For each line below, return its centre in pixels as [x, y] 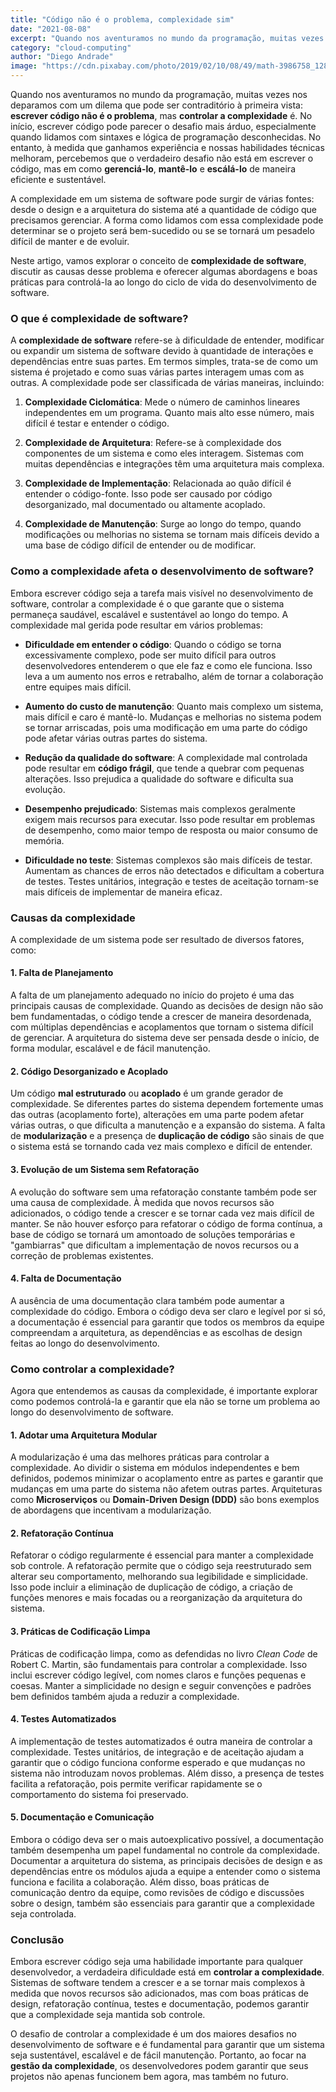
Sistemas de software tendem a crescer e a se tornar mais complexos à [158, 1983]
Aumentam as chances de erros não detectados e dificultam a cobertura [174, 870]
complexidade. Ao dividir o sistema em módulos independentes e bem [155, 1468]
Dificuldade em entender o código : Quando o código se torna [153, 644]
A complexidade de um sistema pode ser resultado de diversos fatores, [157, 939]
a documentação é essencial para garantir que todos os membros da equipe [167, 1322]
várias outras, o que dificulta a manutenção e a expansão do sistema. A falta [168, 1125]
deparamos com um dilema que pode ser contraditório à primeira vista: [156, 105]
